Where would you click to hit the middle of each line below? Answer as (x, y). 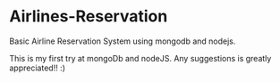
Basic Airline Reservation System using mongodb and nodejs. (123, 41)
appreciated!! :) (37, 68)
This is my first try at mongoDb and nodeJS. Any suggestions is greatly (140, 58)
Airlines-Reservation (89, 16)
